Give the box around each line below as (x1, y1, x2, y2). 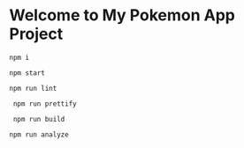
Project (9, 24, 64, 44)
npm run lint (9, 84, 57, 92)
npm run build (12, 115, 65, 123)
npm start (9, 68, 46, 78)
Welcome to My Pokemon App (9, 5, 236, 26)
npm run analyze (9, 129, 69, 139)
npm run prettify (12, 99, 77, 108)
